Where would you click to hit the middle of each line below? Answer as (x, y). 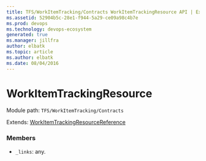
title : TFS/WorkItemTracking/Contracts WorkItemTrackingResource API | (100, 12)
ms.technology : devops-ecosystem (49, 29)
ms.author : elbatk (30, 58)
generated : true (27, 35)
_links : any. (30, 151)
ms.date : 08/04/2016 (33, 63)
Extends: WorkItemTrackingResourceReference (66, 122)
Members (21, 138)
